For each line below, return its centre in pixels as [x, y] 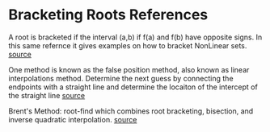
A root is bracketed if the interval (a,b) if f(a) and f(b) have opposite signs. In [135, 37]
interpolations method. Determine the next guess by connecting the [121, 78]
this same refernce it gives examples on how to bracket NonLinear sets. [128, 45]
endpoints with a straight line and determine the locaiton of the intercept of [133, 87]
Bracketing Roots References [108, 15]
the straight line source [47, 95]
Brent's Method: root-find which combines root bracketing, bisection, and [131, 111]
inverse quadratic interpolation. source [73, 119]
